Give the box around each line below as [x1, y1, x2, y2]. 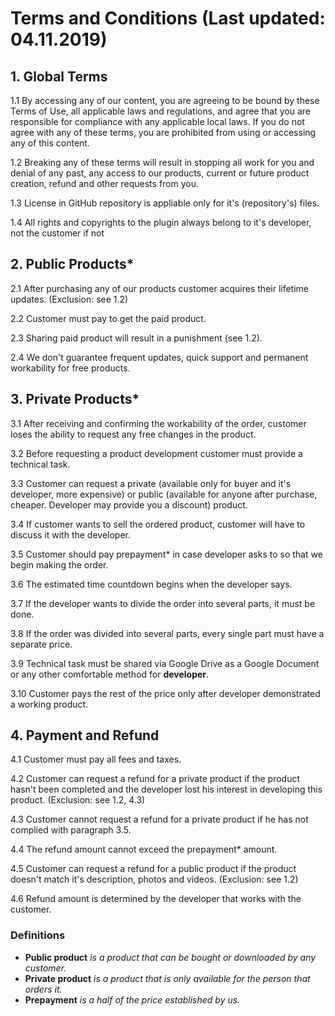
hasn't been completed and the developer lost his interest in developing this [10, 783, 323, 796]
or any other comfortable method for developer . [10, 668, 210, 680]
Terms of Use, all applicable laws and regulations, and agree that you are [10, 105, 311, 117]
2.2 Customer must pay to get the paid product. [10, 312, 207, 324]
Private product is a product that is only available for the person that [24, 972, 311, 984]
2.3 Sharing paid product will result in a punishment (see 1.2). [10, 332, 263, 344]
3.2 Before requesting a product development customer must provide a [10, 447, 303, 459]
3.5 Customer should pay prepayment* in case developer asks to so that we [10, 548, 323, 560]
